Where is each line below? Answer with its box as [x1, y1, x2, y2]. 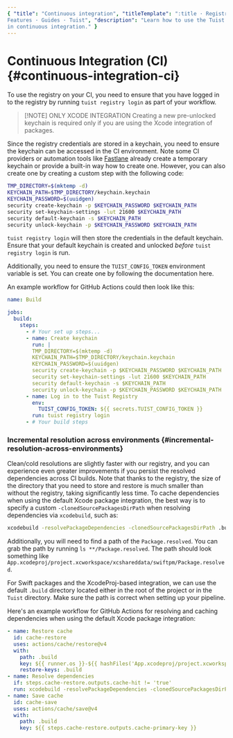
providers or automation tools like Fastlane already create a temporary [7, 154, 208, 163]
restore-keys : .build [19, 666, 82, 673]
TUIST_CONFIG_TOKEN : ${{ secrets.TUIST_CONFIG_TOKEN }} [37, 405, 203, 413]
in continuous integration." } [7, 23, 98, 30]
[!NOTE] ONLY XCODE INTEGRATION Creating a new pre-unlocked [24, 112, 216, 120]
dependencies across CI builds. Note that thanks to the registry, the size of [7, 474, 221, 483]
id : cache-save [13, 698, 58, 705]
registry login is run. [7, 249, 71, 257]
